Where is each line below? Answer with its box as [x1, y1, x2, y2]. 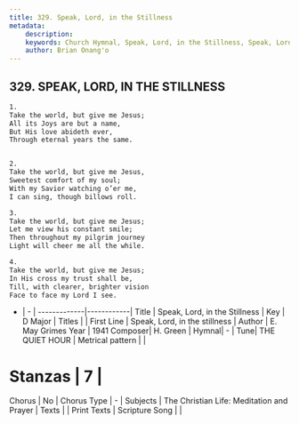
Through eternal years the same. [9, 135, 133, 145]
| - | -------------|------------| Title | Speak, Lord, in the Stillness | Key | [21, 307, 286, 317]
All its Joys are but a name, [9, 119, 122, 128]
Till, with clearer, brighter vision [9, 282, 149, 292]
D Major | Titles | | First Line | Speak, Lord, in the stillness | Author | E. [21, 316, 278, 327]
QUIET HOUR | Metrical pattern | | [21, 335, 147, 346]
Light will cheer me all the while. [9, 242, 145, 251]
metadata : [9, 21, 46, 30]
